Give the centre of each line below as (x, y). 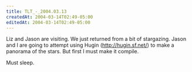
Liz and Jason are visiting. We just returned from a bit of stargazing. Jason (96, 39)
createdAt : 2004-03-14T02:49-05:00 (50, 17)
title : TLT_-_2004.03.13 (36, 11)
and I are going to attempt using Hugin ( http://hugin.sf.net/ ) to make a (90, 45)
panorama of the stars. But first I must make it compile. (73, 52)
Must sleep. (20, 63)
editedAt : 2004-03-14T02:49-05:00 (48, 22)
